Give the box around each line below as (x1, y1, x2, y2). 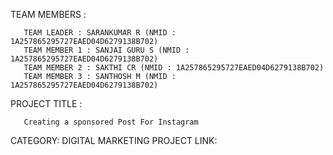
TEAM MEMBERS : (10, 9, 87, 20)
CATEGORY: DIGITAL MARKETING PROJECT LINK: (10, 135, 218, 146)
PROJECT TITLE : (10, 98, 83, 109)
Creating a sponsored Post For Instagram (23, 117, 199, 127)
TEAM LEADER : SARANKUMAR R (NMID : (23, 28, 177, 38)
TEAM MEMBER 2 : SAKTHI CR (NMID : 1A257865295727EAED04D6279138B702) (23, 63, 325, 73)
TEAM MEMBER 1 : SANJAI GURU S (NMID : (23, 45, 190, 55)
